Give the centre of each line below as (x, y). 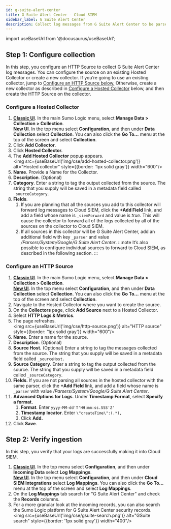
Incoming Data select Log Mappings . (52, 472)
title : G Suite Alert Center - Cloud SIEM (51, 15)
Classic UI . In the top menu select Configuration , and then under (81, 467)
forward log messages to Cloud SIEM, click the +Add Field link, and (91, 210)
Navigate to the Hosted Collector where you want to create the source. (87, 304)
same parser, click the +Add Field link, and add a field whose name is (86, 386)
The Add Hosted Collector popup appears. (58, 156)
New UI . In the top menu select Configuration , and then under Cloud (85, 478)
